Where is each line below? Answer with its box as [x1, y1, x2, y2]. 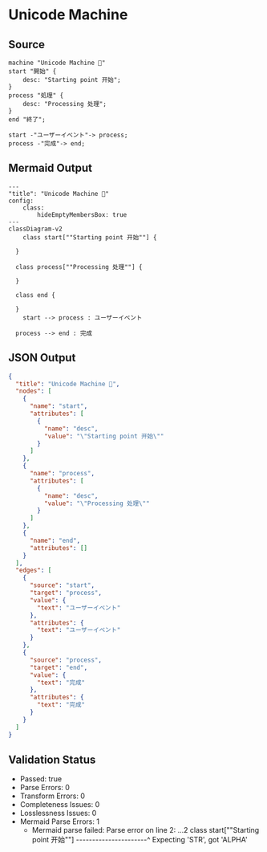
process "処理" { [8, 92, 64, 100]
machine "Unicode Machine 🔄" [8, 59, 106, 67]
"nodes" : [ [15, 387, 52, 395]
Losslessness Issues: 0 [19, 809, 97, 818]
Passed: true [19, 774, 63, 784]
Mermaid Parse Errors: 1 [19, 817, 100, 826]
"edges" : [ [15, 566, 52, 575]
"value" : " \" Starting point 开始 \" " [43, 432, 164, 440]
